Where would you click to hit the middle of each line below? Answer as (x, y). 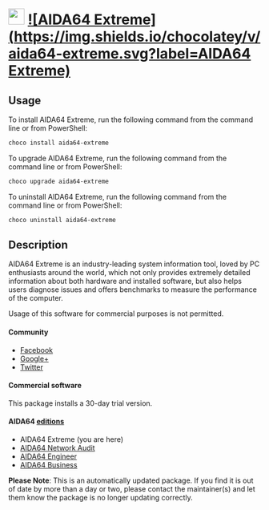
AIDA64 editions (36, 422)
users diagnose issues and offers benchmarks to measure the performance (133, 289)
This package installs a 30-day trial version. (80, 403)
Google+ (34, 358)
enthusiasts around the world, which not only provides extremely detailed (129, 273)
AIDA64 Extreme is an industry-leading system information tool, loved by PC (134, 264)
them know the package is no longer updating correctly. (101, 498)
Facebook (36, 350)
